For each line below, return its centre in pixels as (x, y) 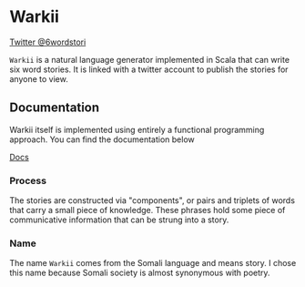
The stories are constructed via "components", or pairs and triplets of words (152, 200)
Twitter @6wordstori (48, 42)
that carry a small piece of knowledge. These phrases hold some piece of (147, 210)
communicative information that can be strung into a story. (119, 220)
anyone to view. (39, 78)
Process (28, 180)
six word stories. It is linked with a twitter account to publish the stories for (149, 69)
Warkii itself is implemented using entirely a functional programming (137, 129)
